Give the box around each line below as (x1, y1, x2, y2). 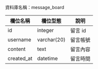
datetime (37, 55, 58, 61)
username (7, 36, 31, 43)
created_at (7, 55, 33, 61)
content (7, 45, 26, 52)
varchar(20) (37, 36, 66, 43)
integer (37, 27, 54, 33)
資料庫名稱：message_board (5, 4, 65, 10)
